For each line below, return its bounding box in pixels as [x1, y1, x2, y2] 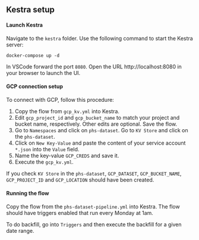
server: [6, 41, 24, 48]
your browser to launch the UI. [6, 69, 81, 76]
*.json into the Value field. [14, 145, 80, 152]
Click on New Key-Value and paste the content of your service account [14, 139, 186, 147]
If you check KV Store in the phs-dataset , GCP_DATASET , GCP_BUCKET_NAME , [6, 170, 182, 177]
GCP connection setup [6, 83, 64, 90]
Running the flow [6, 190, 49, 197]
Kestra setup [6, 5, 55, 15]
